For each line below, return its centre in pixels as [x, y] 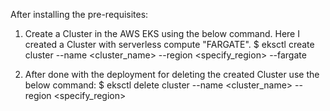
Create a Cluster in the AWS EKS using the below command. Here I [162, 33]
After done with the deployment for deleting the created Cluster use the [172, 74]
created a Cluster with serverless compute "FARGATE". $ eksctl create [169, 44]
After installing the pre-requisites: [79, 14]
